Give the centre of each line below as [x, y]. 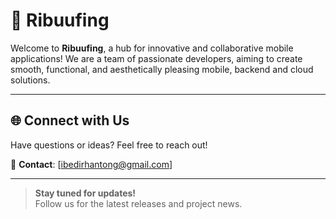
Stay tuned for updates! [85, 193]
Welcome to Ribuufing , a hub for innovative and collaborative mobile [152, 48]
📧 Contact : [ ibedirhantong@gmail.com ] [91, 164]
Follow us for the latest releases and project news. [138, 203]
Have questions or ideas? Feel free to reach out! [109, 145]
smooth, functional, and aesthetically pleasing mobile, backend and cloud [162, 69]
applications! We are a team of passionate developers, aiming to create [156, 58]
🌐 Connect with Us [70, 120]
